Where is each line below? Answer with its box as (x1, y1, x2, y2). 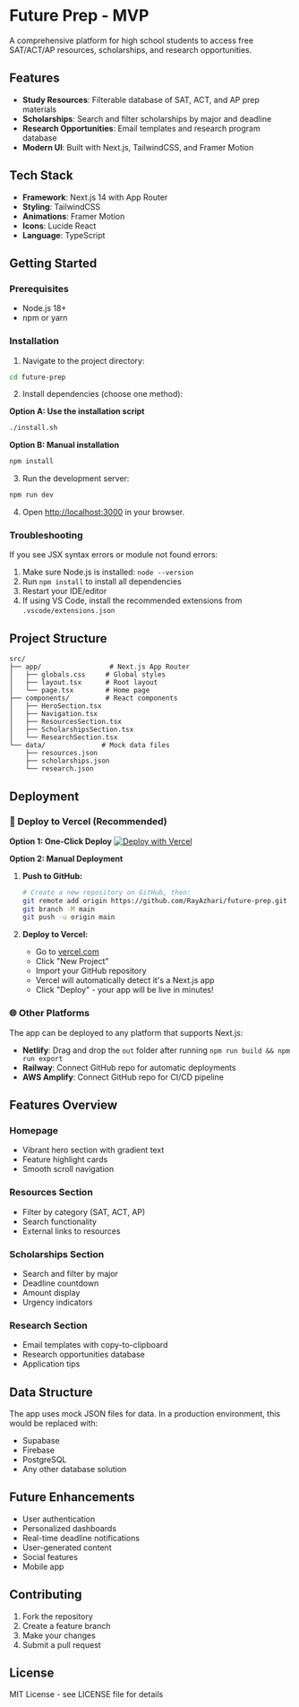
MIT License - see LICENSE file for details (9, 1689, 164, 1700)
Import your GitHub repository (35, 965, 147, 977)
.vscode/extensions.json (21, 607, 115, 616)
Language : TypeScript (21, 229, 106, 240)
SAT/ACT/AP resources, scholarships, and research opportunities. (9, 44, 252, 55)
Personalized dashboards (21, 1522, 117, 1533)
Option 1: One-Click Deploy (9, 835, 113, 847)
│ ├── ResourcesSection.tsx (9, 718, 123, 727)
